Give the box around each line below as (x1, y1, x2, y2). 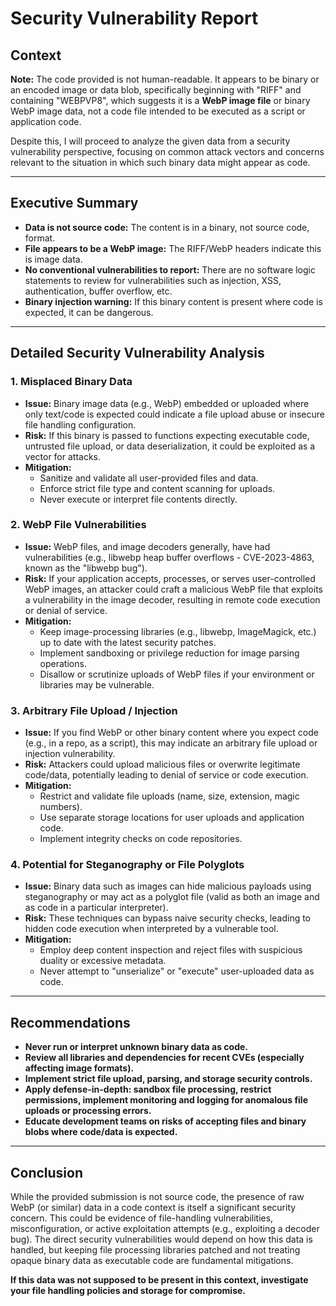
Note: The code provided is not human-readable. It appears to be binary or (10, 73, 320, 85)
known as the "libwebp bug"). (24, 562, 148, 574)
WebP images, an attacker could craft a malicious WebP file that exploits (24, 583, 323, 595)
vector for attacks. (24, 450, 102, 462)
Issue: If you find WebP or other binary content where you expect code (24, 727, 319, 739)
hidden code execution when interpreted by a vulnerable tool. (24, 923, 279, 935)
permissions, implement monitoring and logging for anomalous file (24, 1094, 309, 1106)
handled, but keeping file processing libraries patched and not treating (10, 1244, 301, 1256)
